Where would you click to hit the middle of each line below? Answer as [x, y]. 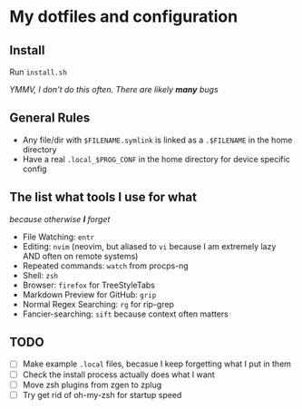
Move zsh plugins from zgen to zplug [92, 385]
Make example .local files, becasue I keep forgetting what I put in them [157, 364]
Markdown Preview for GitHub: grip [89, 294]
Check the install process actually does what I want [118, 375]
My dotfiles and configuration [124, 17]
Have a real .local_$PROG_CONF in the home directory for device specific [156, 159]
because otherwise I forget [60, 219]
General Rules [50, 118]
